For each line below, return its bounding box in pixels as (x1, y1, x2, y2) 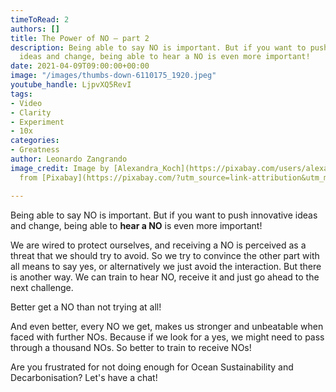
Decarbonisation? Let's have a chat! (10, 371, 158, 383)
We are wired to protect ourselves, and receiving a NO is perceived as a (10, 239, 307, 251)
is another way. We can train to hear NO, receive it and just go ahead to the (10, 271, 320, 283)
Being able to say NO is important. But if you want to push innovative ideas (10, 209, 318, 221)
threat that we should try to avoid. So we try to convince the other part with (10, 249, 320, 261)
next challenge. (10, 281, 74, 293)
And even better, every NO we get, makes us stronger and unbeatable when (10, 320, 324, 332)
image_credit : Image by (10, 163, 110, 173)
